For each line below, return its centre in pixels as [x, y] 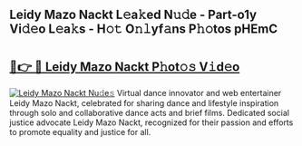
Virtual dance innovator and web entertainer [199, 93]
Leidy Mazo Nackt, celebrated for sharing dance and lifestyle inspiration [144, 103]
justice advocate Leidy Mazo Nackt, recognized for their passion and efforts [151, 122]
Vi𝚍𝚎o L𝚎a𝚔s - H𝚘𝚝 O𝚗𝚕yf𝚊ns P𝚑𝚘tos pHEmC [144, 29]
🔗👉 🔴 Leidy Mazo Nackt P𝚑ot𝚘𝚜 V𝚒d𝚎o [125, 67]
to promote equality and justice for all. [80, 132]
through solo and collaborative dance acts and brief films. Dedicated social [150, 113]
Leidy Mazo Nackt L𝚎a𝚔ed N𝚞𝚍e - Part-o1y [133, 15]
